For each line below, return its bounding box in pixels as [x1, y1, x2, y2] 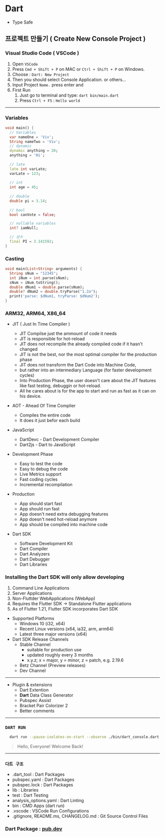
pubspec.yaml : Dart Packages [12, 777, 75, 782]
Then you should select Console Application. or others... [12, 77, 126, 83]
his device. [19, 393, 42, 399]
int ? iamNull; [9, 225, 38, 231]
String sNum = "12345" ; [9, 271, 58, 276]
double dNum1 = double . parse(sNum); [9, 284, 84, 290]
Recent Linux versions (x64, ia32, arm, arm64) [19, 626, 114, 632]
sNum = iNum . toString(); [9, 280, 60, 285]
